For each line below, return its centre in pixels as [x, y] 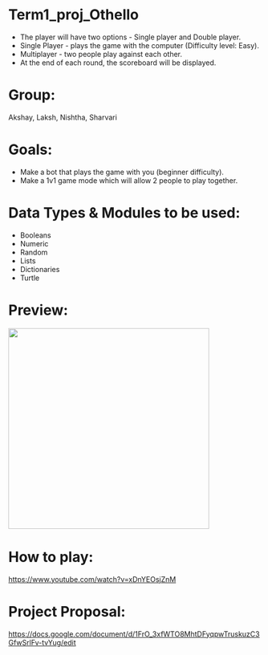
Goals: [30, 150]
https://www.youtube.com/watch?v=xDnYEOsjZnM [92, 579]
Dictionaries [40, 269]
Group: [32, 95]
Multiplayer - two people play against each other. [101, 54]
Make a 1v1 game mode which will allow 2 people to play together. [129, 180]
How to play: [51, 557]
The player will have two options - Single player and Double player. [130, 37]
